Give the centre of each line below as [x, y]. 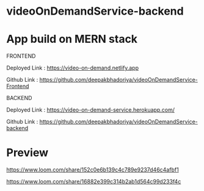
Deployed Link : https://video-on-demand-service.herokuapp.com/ [91, 110]
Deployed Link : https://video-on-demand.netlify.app [73, 68]
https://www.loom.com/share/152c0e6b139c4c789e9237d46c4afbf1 [93, 170]
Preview [27, 153]
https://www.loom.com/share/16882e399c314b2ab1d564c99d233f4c [94, 182]
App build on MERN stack [72, 39]
